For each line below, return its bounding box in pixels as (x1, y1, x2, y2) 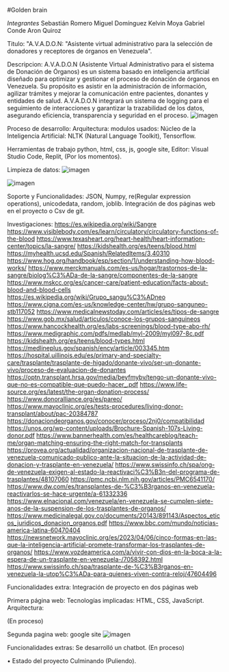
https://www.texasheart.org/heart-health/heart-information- (36, 235, 206, 243)
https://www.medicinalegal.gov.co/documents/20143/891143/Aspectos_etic (7, 512, 220, 520)
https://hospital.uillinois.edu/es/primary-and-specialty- (7, 351, 162, 359)
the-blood (7, 235, 36, 243)
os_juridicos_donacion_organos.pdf (7, 519, 107, 527)
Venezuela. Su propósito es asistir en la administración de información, (7, 82, 207, 90)
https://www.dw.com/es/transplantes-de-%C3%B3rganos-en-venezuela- (7, 483, 215, 490)
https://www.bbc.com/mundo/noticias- (108, 519, 219, 527)
